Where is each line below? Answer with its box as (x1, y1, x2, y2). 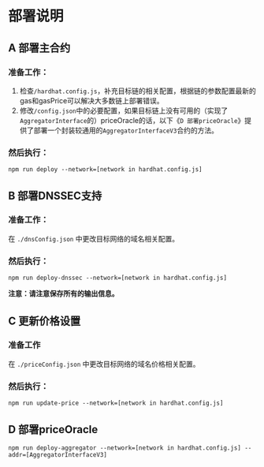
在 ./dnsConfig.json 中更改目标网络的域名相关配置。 (8, 233, 180, 243)
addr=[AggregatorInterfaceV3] (8, 450, 108, 458)
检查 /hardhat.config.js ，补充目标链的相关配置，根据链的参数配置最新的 (19, 86, 256, 95)
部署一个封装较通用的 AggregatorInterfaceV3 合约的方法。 (33, 125, 219, 135)
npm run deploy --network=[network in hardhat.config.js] (8, 166, 203, 174)
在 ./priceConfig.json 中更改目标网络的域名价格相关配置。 (8, 359, 200, 368)
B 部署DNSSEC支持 (8, 189, 102, 202)
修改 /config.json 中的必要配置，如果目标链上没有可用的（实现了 (19, 106, 229, 115)
